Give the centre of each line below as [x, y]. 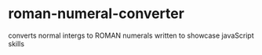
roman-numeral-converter [96, 14]
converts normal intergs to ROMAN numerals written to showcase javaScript [131, 35]
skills [16, 43]
